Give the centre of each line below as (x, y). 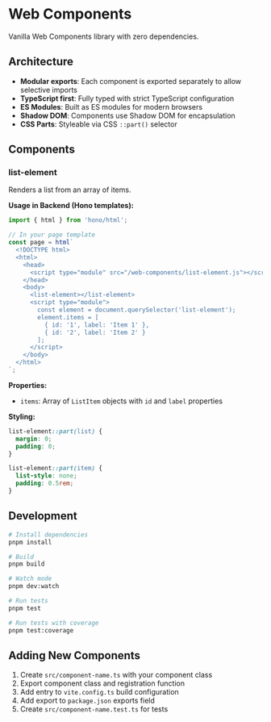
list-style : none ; (47, 476)
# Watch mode (30, 579)
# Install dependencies (48, 534)
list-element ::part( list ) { (56, 431)
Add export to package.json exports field (88, 701)
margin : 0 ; (34, 439)
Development (43, 516)
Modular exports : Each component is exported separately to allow (131, 81)
